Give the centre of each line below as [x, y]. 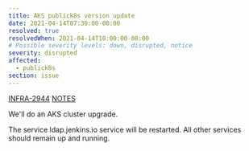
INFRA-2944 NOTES [42, 98]
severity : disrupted [43, 53]
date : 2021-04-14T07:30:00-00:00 [64, 23]
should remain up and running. [59, 138]
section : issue [34, 75]
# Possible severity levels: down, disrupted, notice [101, 46]
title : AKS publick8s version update [72, 16]
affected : [25, 61]
